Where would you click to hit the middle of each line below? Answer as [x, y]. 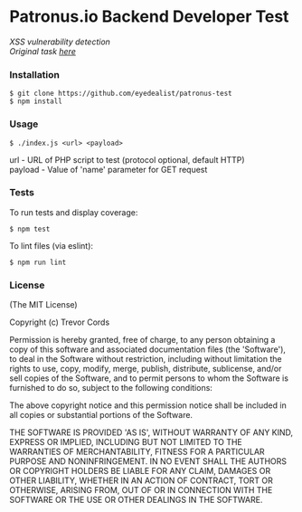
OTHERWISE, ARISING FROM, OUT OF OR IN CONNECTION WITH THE [141, 490]
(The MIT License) [44, 305]
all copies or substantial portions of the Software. [101, 415]
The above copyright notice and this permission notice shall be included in [148, 405]
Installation [35, 74]
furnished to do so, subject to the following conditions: [111, 388]
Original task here [43, 51]
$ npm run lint [38, 262]
